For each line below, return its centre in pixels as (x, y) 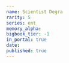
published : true (26, 51)
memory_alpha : (24, 28)
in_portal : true (26, 40)
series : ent (21, 23)
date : (13, 46)
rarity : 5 (19, 17)
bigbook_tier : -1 (28, 34)
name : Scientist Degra (34, 12)
